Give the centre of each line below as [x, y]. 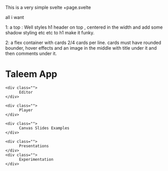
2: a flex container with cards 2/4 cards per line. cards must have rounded [83, 42]
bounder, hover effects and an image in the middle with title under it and [81, 48]
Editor [26, 92]
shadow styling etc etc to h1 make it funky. [50, 33]
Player [26, 110]
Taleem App [31, 74]
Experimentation [36, 159]
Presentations [34, 146]
